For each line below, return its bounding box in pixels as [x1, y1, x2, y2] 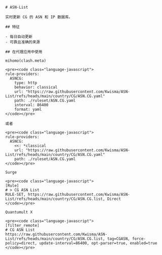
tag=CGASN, [107, 236, 130, 241]
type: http [14, 80, 37, 86]
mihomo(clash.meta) [5, 58, 47, 63]
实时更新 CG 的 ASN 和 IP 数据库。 [5, 15, 72, 20]
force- [132, 236, 146, 241]
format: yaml [14, 107, 42, 112]
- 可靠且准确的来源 [5, 39, 40, 45]
